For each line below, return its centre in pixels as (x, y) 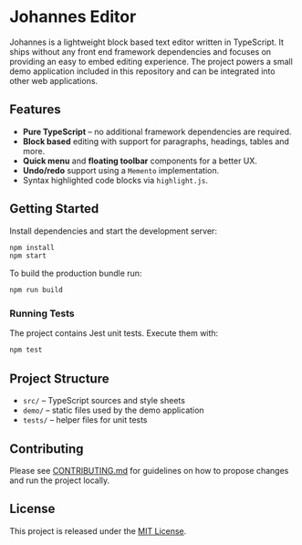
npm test (26, 350)
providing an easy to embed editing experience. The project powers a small (151, 61)
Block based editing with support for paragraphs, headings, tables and (156, 141)
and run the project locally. (60, 480)
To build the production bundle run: (76, 273)
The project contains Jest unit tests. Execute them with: (114, 333)
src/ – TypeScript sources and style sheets (104, 401)
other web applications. (54, 80)
